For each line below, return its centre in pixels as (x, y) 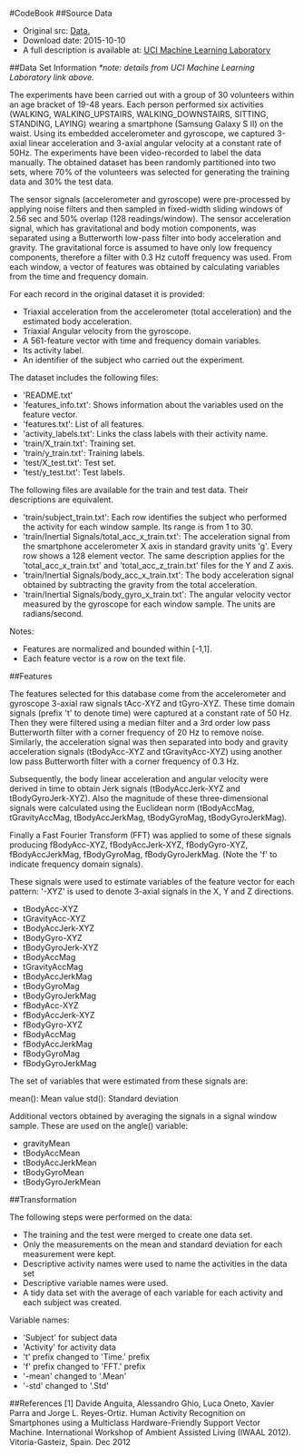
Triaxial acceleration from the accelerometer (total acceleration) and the (157, 312)
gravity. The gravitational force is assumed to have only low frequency (141, 248)
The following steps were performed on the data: (101, 1217)
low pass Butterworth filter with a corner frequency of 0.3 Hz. (124, 761)
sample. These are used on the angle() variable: (99, 1126)
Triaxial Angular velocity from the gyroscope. (107, 331)
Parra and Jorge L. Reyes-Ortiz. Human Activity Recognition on (127, 1413)
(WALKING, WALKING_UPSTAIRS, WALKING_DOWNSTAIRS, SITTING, (139, 114)
